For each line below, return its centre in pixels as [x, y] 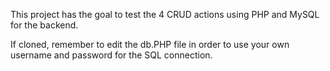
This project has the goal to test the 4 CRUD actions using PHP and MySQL [165, 14]
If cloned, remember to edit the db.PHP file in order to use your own [150, 44]
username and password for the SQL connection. [111, 55]
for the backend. [44, 25]
